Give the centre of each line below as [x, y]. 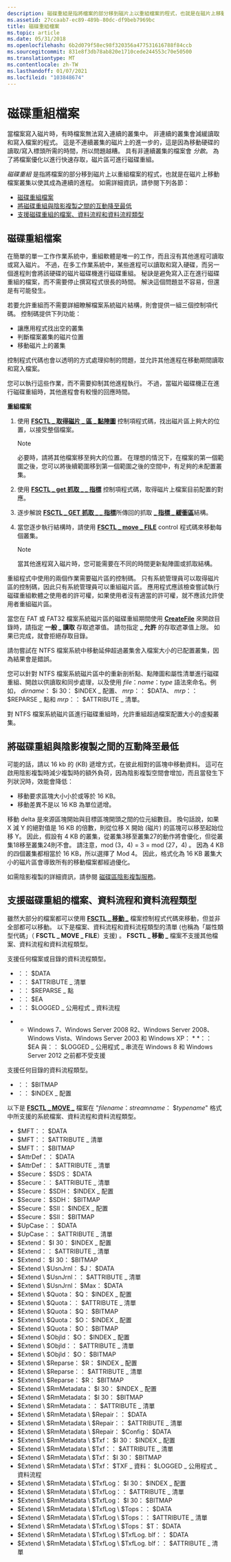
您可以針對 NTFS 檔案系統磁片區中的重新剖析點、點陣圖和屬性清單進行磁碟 [113, 673]
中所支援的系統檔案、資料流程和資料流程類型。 [73, 1116]
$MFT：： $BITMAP [46, 1148]
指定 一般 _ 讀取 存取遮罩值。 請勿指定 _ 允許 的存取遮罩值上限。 [121, 627]
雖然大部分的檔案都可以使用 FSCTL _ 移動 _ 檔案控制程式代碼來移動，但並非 [114, 918]
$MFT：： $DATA [42, 1130]
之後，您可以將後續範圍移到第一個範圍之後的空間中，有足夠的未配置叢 [122, 466]
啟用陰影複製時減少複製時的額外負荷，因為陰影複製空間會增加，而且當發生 [112, 772]
